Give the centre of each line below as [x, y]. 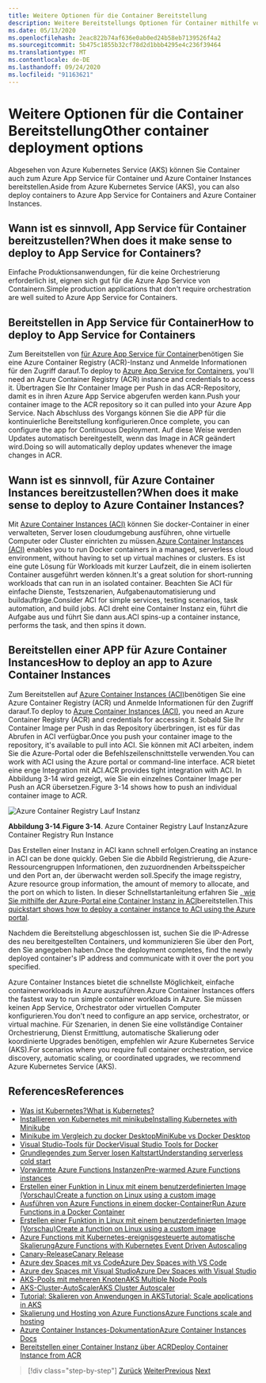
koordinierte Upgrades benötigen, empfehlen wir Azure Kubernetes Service [131, 1041]
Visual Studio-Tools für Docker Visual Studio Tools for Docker [119, 1144]
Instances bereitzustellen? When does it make [123, 493]
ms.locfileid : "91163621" [51, 75]
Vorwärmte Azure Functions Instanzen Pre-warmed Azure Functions [130, 1169]
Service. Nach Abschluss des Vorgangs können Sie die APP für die [117, 413]
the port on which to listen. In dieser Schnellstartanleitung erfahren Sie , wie [132, 892]
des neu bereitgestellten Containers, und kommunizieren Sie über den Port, [131, 941]
